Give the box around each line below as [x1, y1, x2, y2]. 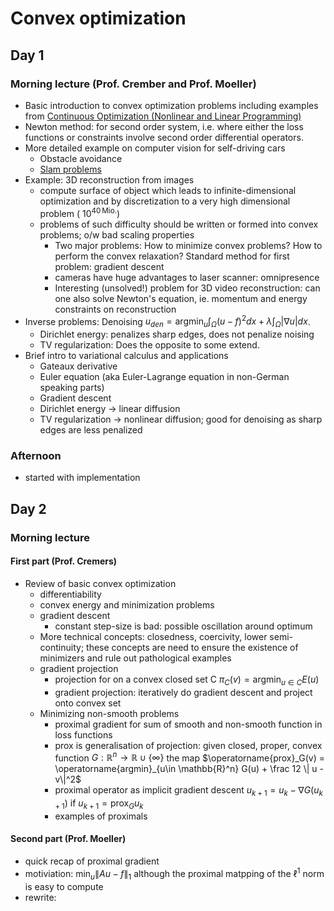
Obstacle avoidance [39, 152, 123, 164]
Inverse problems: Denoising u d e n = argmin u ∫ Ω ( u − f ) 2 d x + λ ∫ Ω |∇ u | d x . [24, 313, 311, 329]
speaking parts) [39, 381, 105, 393]
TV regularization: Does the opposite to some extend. [39, 338, 260, 351]
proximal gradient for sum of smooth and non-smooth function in [54, 718, 323, 730]
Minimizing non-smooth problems [39, 707, 180, 719]
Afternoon [10, 448, 62, 462]
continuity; [39, 641, 85, 653]
